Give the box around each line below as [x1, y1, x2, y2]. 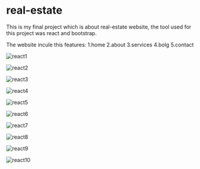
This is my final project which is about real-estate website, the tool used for [6, 23, 192, 30]
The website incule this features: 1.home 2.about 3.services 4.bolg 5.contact [6, 41, 194, 48]
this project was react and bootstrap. [6, 29, 97, 36]
